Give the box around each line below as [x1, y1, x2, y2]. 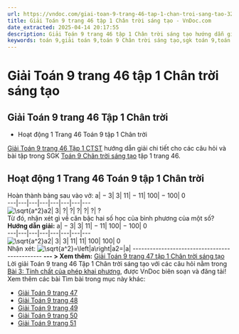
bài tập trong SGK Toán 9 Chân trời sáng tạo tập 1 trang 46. [7, 151, 181, 161]
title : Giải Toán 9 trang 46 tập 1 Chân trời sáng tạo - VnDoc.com [7, 17, 212, 24]
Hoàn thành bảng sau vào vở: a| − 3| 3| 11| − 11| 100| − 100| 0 [7, 191, 186, 200]
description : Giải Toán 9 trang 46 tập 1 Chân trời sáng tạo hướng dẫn [7, 30, 224, 38]
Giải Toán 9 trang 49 [17, 303, 78, 312]
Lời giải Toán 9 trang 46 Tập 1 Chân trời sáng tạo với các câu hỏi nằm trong [7, 259, 228, 268]
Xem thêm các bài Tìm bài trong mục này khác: [7, 274, 146, 283]
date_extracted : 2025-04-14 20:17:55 [7, 24, 119, 31]
